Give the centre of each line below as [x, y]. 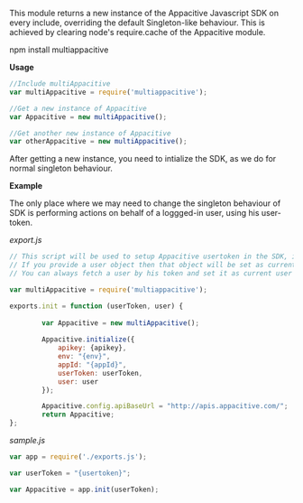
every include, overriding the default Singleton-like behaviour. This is [138, 23]
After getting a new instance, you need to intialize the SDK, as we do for [143, 159]
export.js [26, 240]
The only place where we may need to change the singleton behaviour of [145, 203]
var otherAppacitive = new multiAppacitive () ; [98, 142]
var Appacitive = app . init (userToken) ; [84, 489]
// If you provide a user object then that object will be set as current [153, 265]
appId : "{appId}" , [92, 365]
